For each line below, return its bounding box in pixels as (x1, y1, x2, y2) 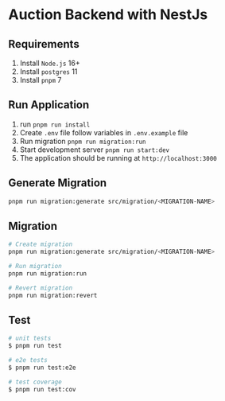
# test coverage (8, 378, 62, 386)
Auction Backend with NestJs (8, 6, 208, 24)
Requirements (8, 37, 80, 51)
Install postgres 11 (19, 67, 78, 76)
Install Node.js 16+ (19, 58, 81, 68)
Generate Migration (8, 177, 107, 190)
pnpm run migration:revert (8, 291, 98, 299)
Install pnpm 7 (19, 76, 62, 84)
